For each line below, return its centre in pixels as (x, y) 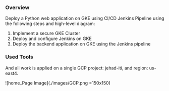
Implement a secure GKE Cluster (46, 33)
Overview (17, 7)
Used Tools (19, 57)
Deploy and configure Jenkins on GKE (52, 38)
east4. (12, 73)
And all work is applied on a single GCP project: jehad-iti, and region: (77, 68)
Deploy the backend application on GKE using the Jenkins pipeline (81, 44)
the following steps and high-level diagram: (50, 23)
